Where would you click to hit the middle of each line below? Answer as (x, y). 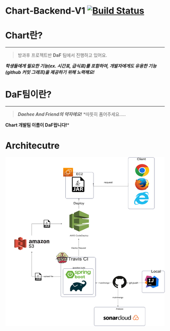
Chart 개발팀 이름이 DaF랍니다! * (37, 125)
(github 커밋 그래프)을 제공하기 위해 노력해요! (50, 72)
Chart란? (24, 36)
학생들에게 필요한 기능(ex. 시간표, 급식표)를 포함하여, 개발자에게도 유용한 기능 (81, 66)
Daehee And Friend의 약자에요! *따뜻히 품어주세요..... (72, 114)
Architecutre (32, 146)
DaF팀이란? (28, 95)
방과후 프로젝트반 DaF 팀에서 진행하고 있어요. (62, 55)
